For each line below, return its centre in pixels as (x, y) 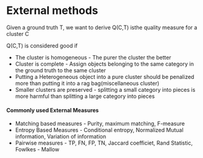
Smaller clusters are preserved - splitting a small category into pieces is (105, 89)
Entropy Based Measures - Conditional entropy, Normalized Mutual (99, 130)
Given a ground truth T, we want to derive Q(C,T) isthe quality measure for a (102, 27)
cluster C (18, 33)
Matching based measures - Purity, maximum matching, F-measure (100, 124)
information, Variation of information (61, 137)
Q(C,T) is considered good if (42, 46)
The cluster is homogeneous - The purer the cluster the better (93, 57)
